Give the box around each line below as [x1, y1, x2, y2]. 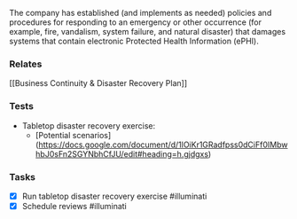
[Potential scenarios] [35, 129, 112, 140]
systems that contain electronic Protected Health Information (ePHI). [9, 35, 259, 46]
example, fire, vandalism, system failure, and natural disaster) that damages [9, 27, 286, 36]
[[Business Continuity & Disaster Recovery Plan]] [9, 78, 188, 89]
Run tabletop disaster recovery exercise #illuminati [21, 191, 207, 201]
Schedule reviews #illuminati [21, 200, 127, 211]
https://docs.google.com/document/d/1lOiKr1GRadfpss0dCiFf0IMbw [38, 139, 288, 150]
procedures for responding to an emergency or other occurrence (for [9, 17, 262, 27]
